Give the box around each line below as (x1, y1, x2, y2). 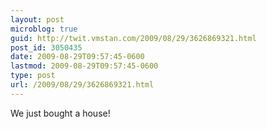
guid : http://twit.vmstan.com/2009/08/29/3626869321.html (10, 33, 257, 43)
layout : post (10, 14, 65, 25)
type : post (10, 71, 56, 81)
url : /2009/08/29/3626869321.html (10, 80, 155, 90)
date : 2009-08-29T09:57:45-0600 (10, 52, 145, 62)
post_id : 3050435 (10, 42, 83, 53)
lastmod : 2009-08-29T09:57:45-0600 (10, 61, 159, 71)
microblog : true (10, 24, 78, 34)
